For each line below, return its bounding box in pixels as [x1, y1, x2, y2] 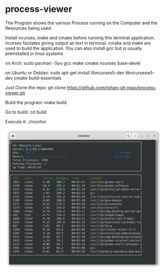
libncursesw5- [125, 69, 155, 75]
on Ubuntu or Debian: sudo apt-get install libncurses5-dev [5, 69, 125, 75]
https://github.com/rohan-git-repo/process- [67, 84, 157, 90]
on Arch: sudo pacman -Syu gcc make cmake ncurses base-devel [5, 60, 141, 66]
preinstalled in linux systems [5, 51, 64, 56]
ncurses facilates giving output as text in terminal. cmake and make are [5, 40, 151, 46]
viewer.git [5, 90, 25, 96]
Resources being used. [5, 25, 52, 31]
